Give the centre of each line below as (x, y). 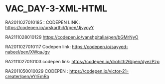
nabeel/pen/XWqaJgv (28, 52)
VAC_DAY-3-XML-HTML (56, 9)
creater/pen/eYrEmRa (27, 76)
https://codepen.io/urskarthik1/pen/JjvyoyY (50, 27)
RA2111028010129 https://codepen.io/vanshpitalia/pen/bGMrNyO (72, 37)
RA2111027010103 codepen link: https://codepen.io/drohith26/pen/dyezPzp (82, 61)
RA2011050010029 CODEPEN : (37, 71)
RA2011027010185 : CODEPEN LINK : (43, 22)
